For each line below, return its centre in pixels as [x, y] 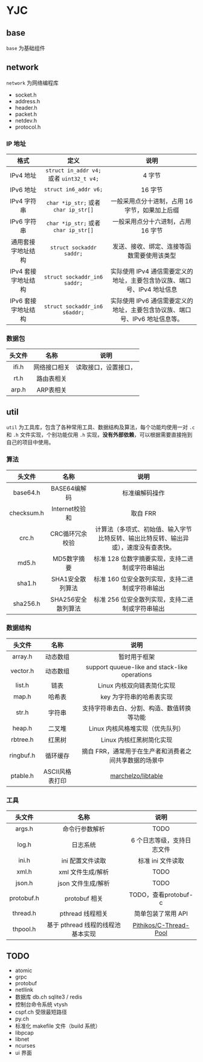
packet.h [26, 114]
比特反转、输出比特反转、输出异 [143, 538]
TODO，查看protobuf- [161, 895]
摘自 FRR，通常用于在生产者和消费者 [134, 751]
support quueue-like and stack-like [137, 667]
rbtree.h [22, 739]
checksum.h [27, 513]
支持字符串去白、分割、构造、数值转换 [137, 708]
